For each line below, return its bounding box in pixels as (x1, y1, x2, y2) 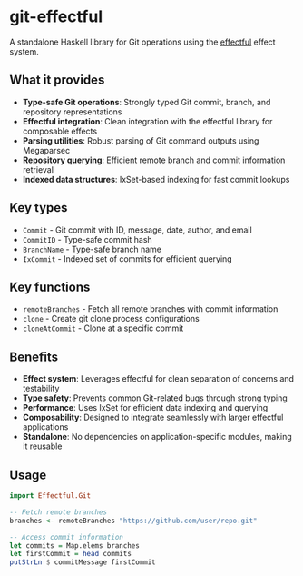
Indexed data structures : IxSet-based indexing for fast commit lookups (22, 174, 290, 184)
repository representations (22, 106, 122, 117)
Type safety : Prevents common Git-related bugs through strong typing (22, 392, 288, 403)
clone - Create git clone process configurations (22, 313, 200, 324)
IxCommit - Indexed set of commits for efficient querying (22, 253, 233, 264)
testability (22, 383, 60, 394)
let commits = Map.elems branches (9, 541, 141, 551)
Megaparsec (22, 144, 71, 155)
